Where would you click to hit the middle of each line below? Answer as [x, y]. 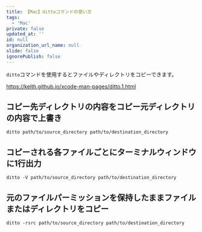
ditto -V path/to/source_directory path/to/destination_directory [91, 178]
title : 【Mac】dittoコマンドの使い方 [49, 12]
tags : [13, 17]
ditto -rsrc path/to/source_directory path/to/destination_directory [96, 223]
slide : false [23, 51]
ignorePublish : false [33, 56]
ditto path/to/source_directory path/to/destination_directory [87, 132]
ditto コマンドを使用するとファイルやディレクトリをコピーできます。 [92, 74]
